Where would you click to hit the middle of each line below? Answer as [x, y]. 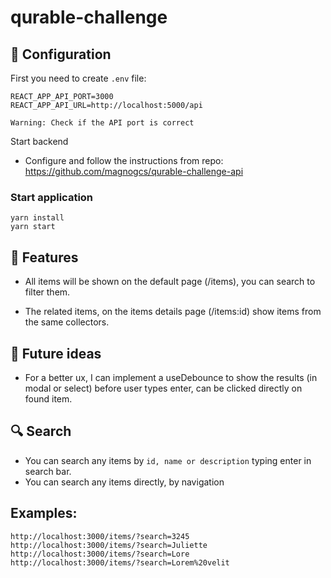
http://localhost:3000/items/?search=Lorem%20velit [120, 562]
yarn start [33, 227]
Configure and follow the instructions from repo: [124, 160]
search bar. [48, 471]
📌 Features [44, 257]
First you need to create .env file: [78, 78]
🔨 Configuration [61, 54]
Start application [52, 197]
